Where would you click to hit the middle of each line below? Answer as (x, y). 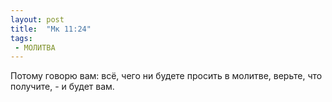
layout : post (37, 19)
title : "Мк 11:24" (51, 29)
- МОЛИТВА (35, 47)
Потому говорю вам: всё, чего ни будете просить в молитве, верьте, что (166, 76)
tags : (21, 38)
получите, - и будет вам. (62, 87)
